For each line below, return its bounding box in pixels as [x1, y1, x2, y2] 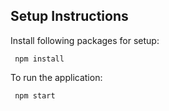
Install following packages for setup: [10, 34, 160, 46]
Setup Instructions [10, 8, 129, 25]
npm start [14, 90, 56, 101]
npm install [14, 54, 65, 64]
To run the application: [10, 71, 103, 83]
